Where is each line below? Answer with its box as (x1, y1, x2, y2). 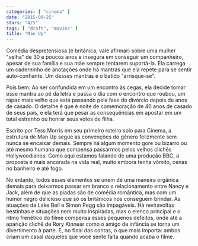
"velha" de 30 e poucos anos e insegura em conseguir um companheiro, (6, 53, 184, 61)
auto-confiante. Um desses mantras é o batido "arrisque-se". (6, 72, 156, 80)
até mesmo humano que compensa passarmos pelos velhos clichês (6, 146, 172, 153)
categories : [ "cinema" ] (6, 8, 70, 15)
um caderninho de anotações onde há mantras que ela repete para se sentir (6, 66, 192, 73)
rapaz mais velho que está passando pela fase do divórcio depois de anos (6, 96, 188, 104)
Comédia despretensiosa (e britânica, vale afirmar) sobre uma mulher (6, 47, 176, 54)
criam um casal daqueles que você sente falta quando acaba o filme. (6, 233, 175, 241)
